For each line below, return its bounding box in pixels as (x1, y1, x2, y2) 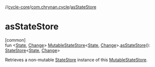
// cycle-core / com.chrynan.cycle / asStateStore (5, 4, 97, 10)
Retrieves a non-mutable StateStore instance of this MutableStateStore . (5, 57, 148, 63)
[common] (5, 37, 26, 43)
